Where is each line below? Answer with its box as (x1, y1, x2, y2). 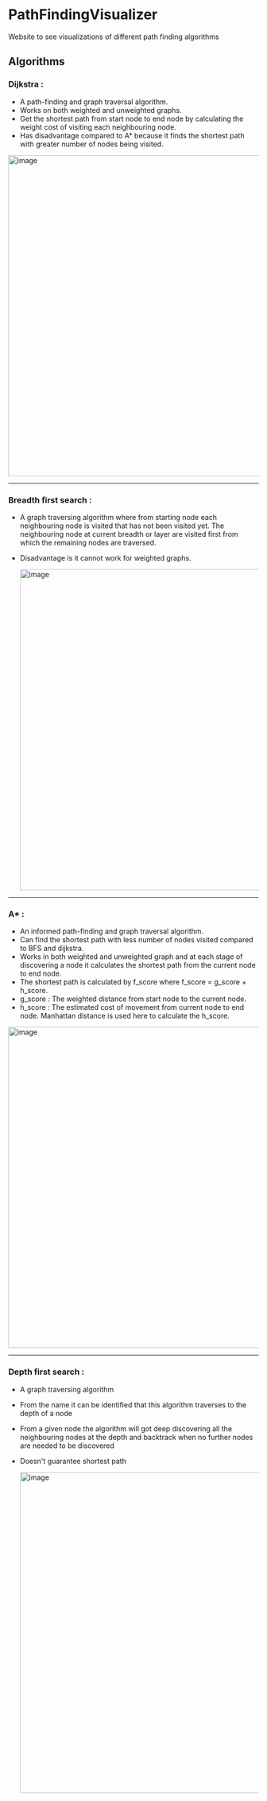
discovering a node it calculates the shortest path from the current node (19, 961, 256, 970)
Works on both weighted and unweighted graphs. (19, 105, 182, 115)
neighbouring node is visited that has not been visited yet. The (19, 521, 225, 530)
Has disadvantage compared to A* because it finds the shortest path (19, 130, 245, 140)
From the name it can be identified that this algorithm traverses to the (19, 1399, 247, 1409)
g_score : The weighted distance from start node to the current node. (19, 994, 247, 1003)
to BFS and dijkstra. (19, 944, 84, 953)
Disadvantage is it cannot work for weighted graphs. (19, 553, 192, 562)
